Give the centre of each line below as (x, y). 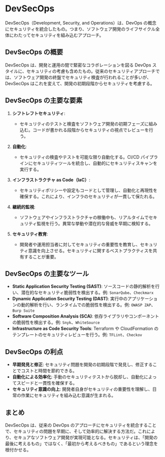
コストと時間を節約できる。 (49, 371)
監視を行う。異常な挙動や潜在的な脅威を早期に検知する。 (95, 223)
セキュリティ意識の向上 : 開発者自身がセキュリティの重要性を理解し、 (82, 389)
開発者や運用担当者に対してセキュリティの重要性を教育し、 (80, 244)
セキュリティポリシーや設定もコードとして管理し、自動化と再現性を (88, 190)
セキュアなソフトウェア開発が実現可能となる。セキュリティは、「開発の (85, 437)
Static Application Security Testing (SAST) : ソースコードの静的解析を (84, 287)
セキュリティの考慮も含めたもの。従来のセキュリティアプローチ (91, 71)
